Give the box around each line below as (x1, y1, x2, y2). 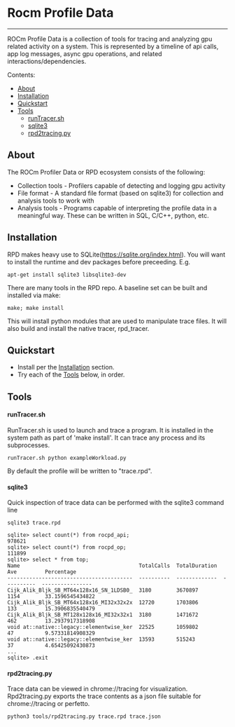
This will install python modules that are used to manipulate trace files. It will (7, 317, 227, 325)
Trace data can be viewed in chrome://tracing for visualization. (7, 685, 188, 693)
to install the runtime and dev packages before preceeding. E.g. (7, 257, 191, 266)
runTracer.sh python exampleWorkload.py (7, 454, 127, 461)
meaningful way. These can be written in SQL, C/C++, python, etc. (17, 211, 210, 219)
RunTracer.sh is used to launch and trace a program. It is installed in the (7, 426, 214, 434)
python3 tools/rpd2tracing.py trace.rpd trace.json (7, 713, 161, 720)
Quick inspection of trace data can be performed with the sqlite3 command (7, 498, 225, 507)
